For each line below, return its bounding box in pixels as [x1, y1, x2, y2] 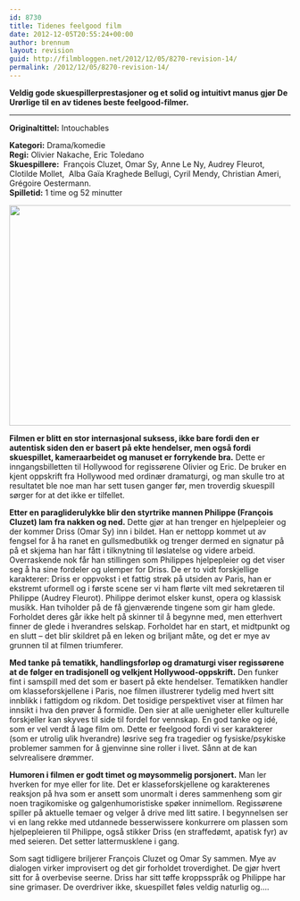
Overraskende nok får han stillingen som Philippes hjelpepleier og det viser [9, 555, 286, 565]
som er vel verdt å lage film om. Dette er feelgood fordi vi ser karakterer [9, 723, 273, 734]
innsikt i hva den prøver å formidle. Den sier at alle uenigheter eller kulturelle [9, 705, 290, 715]
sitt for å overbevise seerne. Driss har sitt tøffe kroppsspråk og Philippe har [9, 872, 286, 882]
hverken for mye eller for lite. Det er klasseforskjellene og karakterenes [9, 779, 271, 789]
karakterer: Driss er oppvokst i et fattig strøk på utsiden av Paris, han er [9, 573, 272, 584]
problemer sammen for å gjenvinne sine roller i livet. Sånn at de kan [9, 742, 257, 753]
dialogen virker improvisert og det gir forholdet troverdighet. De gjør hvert [9, 863, 281, 873]
